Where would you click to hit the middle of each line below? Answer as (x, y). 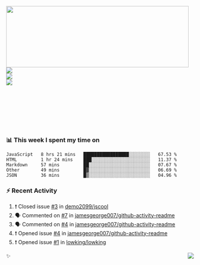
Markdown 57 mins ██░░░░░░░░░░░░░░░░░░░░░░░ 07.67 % (92, 165)
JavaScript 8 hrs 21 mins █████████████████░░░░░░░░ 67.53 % (92, 155)
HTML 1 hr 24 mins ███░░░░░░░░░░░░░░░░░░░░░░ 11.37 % (92, 160)
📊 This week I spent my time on (53, 140)
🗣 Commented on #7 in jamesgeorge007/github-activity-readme (95, 215)
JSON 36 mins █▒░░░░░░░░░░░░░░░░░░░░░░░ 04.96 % (92, 176)
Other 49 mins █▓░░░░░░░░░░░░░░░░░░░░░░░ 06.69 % (92, 170)
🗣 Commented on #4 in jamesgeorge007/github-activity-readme (95, 224)
